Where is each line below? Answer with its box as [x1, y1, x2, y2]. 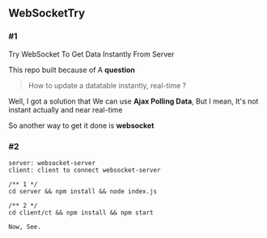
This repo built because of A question [8, 65, 136, 74]
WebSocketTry [8, 6, 86, 20]
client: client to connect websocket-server [8, 166, 161, 174]
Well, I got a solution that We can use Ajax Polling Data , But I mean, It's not [8, 96, 259, 106]
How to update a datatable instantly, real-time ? [28, 80, 187, 90]
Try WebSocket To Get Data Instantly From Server [8, 49, 175, 59]
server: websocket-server [8, 159, 95, 167]
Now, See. [8, 223, 42, 231]
